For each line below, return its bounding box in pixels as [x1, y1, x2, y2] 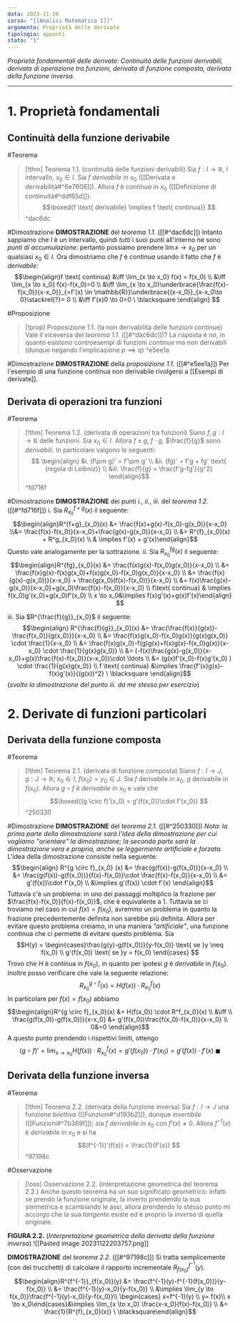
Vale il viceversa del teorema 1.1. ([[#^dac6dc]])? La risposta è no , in [24, 331, 226, 339]
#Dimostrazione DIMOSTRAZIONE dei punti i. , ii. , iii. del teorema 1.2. [7, 497, 209, 505]
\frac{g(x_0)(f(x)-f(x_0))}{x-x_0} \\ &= [78, 576, 188, 585]
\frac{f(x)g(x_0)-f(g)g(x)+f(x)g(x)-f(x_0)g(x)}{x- [89, 639, 229, 648]
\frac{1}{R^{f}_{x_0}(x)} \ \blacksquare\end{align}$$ [44, 1307, 196, 1316]
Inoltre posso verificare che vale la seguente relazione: [7, 968, 169, 977]
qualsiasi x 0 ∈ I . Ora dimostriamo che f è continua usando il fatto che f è [7, 252, 221, 263]
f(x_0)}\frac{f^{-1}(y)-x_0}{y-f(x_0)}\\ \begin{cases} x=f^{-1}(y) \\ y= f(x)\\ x [9, 1292, 231, 1300]
